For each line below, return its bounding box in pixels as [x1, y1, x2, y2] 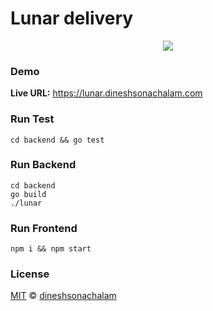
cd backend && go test [10, 135, 105, 145]
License [10, 267, 50, 281]
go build [10, 189, 47, 199]
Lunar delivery [10, 7, 134, 30]
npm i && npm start [10, 244, 92, 254]
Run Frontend [10, 221, 78, 235]
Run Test [10, 112, 55, 126]
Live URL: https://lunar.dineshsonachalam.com [10, 87, 203, 99]
